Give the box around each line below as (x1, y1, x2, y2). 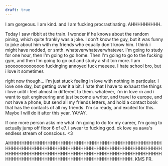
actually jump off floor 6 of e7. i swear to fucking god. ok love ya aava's (5, 125, 153, 131)
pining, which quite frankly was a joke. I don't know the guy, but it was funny (5, 36, 163, 42)
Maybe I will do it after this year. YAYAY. (5, 110, 87, 116)
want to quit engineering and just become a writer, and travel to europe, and (5, 94, 162, 100)
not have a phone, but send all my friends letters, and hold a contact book (5, 99, 158, 105)
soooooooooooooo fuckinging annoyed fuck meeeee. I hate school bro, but (5, 63, 161, 69)
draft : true (5, 7, 30, 13)
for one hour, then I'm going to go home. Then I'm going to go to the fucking (5, 52, 163, 58)
